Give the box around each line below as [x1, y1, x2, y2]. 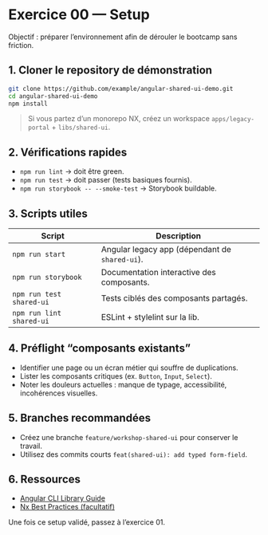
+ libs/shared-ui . [51, 122, 111, 132]
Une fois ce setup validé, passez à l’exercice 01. [8, 517, 166, 527]
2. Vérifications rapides [8, 145, 128, 159]
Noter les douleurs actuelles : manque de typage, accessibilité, [19, 380, 227, 389]
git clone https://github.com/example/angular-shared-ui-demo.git [8, 85, 234, 92]
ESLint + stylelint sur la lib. [100, 312, 199, 322]
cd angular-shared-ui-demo [8, 92, 98, 100]
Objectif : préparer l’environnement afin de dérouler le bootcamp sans [8, 32, 238, 41]
